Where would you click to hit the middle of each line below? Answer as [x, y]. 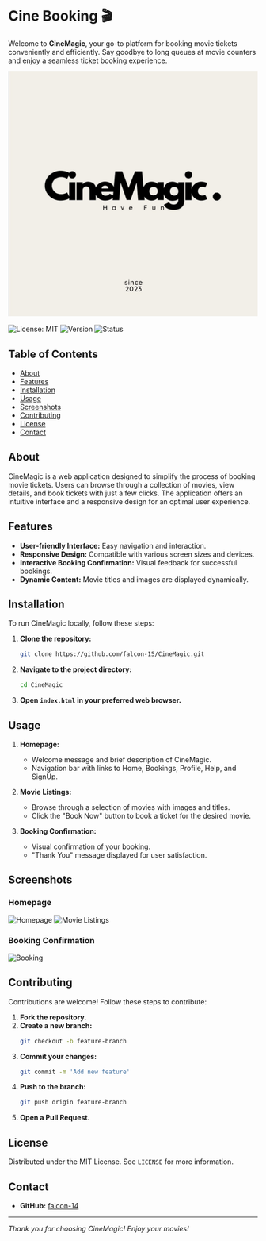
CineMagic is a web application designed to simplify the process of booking [132, 476]
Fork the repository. [53, 1017]
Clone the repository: [55, 639]
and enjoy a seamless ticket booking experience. [88, 60]
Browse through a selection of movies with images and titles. [131, 807]
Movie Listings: [46, 792]
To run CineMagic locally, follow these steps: [81, 623]
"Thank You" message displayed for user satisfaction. [119, 854]
